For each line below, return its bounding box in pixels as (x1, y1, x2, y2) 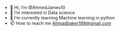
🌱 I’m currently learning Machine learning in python (9, 15, 116, 20)
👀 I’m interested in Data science (9, 10, 75, 15)
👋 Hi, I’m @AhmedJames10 (9, 5, 66, 10)
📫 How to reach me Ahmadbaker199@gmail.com (9, 20, 112, 26)
